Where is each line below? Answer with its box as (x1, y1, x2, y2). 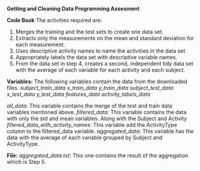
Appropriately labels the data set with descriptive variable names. (15, 54, 177, 60)
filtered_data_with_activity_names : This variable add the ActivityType (7, 121, 177, 128)
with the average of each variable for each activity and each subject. (15, 66, 185, 74)
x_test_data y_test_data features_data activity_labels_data (7, 91, 150, 97)
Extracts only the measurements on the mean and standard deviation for (15, 35, 194, 41)
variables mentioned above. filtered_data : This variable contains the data (7, 109, 187, 115)
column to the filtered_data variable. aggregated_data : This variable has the (7, 128, 194, 135)
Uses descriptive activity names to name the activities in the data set (15, 47, 186, 54)
